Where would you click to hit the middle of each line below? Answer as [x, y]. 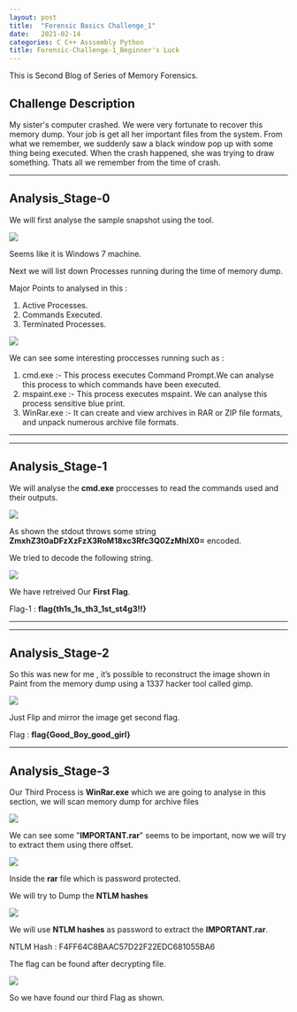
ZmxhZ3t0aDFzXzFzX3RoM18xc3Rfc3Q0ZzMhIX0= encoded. [125, 541]
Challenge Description [72, 103]
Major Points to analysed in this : [69, 288]
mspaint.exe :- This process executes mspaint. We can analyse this [145, 393]
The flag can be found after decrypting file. [88, 964]
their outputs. [34, 497]
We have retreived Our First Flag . [70, 591]
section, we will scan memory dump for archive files [104, 802]
